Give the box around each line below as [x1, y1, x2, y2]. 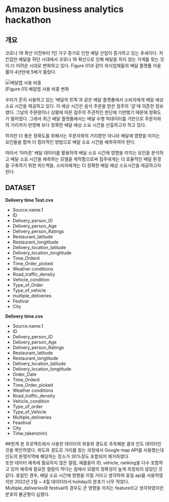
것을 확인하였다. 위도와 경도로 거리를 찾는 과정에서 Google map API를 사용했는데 [5, 447, 164, 453]
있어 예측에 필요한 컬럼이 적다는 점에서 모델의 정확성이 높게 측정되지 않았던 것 [10, 466, 163, 472]
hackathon [5, 14, 51, 26]
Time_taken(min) [12, 430, 48, 436]
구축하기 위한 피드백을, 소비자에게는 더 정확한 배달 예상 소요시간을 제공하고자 [10, 163, 161, 168]
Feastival [12, 419, 32, 425]
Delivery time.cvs [5, 313, 43, 319]
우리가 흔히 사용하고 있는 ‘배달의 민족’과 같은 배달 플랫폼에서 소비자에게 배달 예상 [5, 97, 164, 103]
